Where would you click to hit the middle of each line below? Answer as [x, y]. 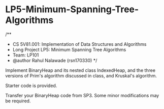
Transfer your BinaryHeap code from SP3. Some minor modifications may [82, 95]
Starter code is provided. [31, 86]
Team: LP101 [26, 55]
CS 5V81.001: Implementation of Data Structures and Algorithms [79, 44]
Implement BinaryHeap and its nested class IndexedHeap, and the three [80, 70]
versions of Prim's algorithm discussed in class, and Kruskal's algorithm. [81, 75]
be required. [18, 101]
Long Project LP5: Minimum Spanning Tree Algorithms [69, 49]
